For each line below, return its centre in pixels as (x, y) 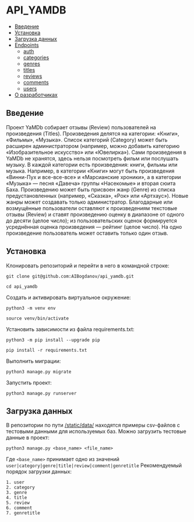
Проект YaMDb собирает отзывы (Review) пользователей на (81, 127)
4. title (17, 498)
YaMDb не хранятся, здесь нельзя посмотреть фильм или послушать (92, 158)
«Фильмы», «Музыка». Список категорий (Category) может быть (87, 140)
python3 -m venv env (31, 308)
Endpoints (27, 45)
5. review (18, 503)
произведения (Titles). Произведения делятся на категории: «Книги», (93, 133)
